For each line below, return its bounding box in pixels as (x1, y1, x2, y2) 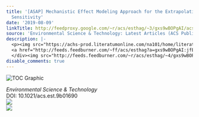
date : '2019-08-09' (6, 19, 54, 25)
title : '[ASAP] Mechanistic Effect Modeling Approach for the (6, 8, 163, 15)
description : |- (6, 36, 46, 42)
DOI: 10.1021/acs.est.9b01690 (6, 92, 78, 99)
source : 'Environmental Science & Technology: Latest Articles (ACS (6, 31, 179, 37)
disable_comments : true (6, 58, 65, 64)
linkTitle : (6, 25, 33, 31)
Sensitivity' (11, 14, 44, 20)
